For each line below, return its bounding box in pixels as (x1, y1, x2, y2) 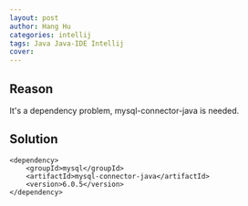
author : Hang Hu (9, 22, 71, 31)
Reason (9, 81, 54, 97)
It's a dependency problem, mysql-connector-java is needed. (9, 105, 240, 116)
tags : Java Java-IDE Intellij (9, 38, 125, 48)
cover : (9, 47, 35, 57)
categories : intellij (9, 30, 92, 39)
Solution (9, 131, 58, 147)
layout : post (9, 13, 59, 23)
